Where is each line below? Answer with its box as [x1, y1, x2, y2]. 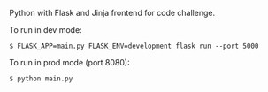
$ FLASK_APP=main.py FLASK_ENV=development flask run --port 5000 [9, 42, 259, 50]
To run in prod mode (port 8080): [9, 57, 130, 67]
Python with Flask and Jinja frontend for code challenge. [9, 8, 215, 18]
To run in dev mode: [9, 25, 82, 34]
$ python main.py [9, 74, 73, 83]
